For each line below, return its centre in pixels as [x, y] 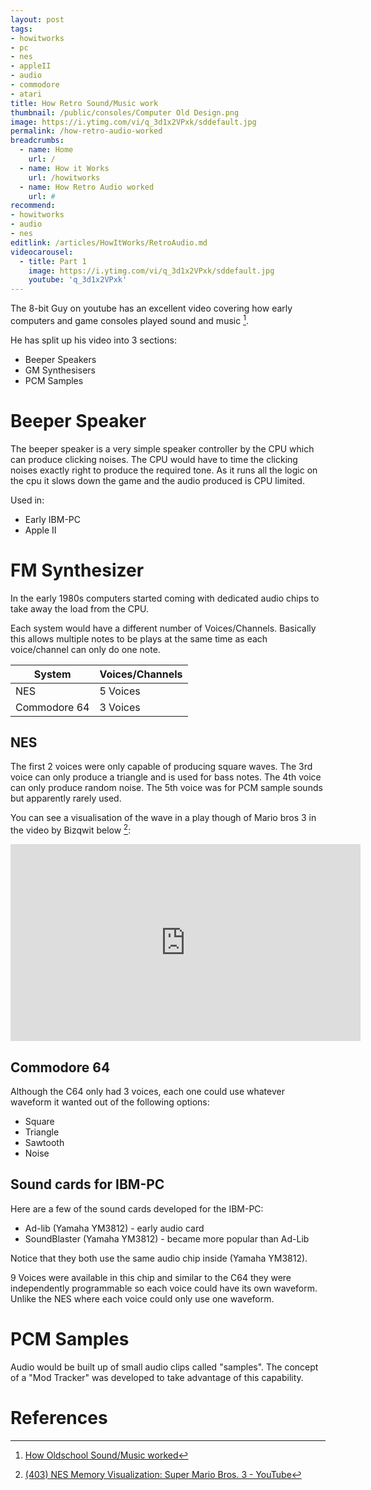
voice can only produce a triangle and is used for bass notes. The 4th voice [166, 777]
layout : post [37, 19]
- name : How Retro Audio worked [87, 187]
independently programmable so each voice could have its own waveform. [164, 1288]
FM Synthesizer [77, 570]
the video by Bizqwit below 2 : [71, 829]
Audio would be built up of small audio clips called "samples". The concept [164, 1367]
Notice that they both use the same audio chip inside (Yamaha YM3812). [159, 1258]
